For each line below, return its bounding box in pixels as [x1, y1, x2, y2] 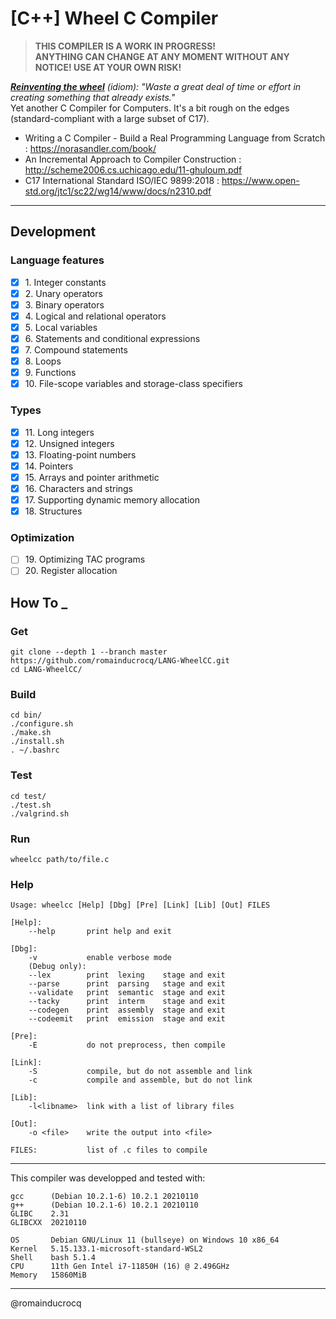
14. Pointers [24, 460, 74, 472]
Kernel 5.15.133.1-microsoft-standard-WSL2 [10, 1244, 203, 1254]
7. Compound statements [24, 344, 128, 356]
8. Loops [24, 355, 62, 367]
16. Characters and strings [24, 482, 134, 494]
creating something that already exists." [10, 91, 176, 103]
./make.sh [10, 728, 52, 738]
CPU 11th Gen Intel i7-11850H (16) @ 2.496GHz [10, 1262, 230, 1272]
